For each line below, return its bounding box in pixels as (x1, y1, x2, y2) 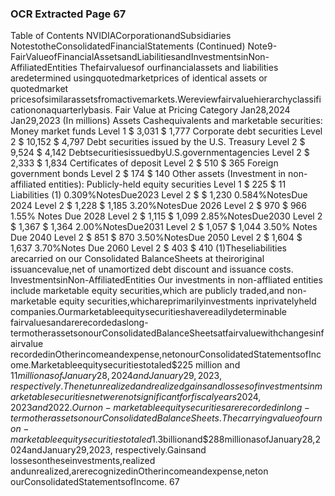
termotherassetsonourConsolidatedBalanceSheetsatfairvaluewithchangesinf (10, 327, 325, 339)
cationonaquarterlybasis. (10, 104, 113, 116)
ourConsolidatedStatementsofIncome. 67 (10, 476, 180, 488)
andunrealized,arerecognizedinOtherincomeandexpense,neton (10, 465, 269, 477)
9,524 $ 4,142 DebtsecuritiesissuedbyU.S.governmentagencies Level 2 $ (10, 147, 310, 159)
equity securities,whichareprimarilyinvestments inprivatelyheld (58, 295, 317, 307)
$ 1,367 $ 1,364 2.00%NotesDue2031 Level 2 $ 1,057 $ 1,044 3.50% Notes (10, 221, 318, 233)
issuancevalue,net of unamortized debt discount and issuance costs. (10, 263, 294, 276)
